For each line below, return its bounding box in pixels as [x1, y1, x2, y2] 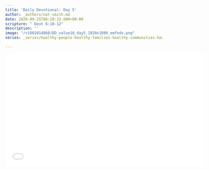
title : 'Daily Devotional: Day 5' [5, 7, 77, 12]
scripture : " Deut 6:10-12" [5, 21, 64, 26]
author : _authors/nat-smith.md [5, 12, 70, 17]
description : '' [5, 26, 39, 31]
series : [5, 35, 21, 40]
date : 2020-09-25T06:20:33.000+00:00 [5, 16, 84, 21]
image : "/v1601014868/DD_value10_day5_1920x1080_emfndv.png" [5, 30, 135, 35]
